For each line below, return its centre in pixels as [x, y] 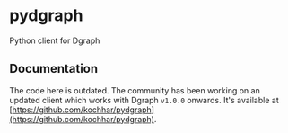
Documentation [54, 69]
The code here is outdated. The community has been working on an [135, 90]
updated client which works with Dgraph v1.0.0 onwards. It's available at [144, 100]
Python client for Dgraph [55, 40]
